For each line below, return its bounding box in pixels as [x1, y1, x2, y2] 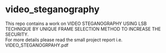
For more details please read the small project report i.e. [5, 37, 123, 43]
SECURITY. [5, 31, 29, 37]
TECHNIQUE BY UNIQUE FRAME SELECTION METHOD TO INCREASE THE [5, 25, 161, 32]
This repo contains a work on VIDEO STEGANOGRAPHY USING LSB [5, 20, 147, 26]
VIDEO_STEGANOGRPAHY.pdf [5, 42, 69, 48]
